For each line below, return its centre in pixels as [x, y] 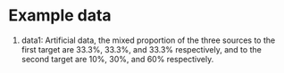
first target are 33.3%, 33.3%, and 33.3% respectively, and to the [142, 49]
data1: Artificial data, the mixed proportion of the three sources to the [148, 40]
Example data [60, 16]
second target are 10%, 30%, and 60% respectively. [117, 59]
